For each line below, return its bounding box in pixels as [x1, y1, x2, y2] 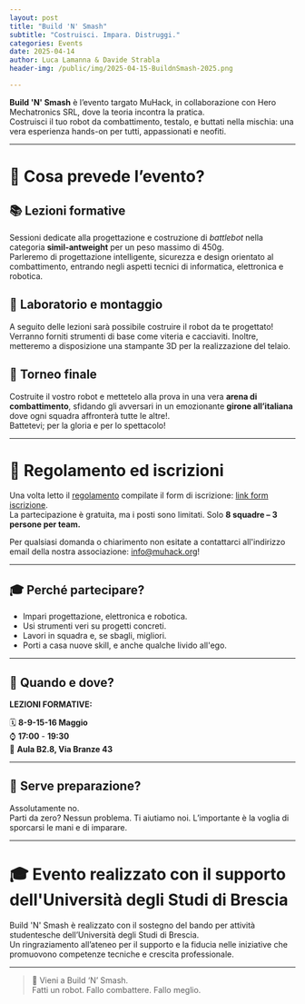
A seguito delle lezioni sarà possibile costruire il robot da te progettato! [9, 321, 274, 332]
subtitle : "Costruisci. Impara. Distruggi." [9, 30, 181, 39]
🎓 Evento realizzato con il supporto [9, 864, 286, 885]
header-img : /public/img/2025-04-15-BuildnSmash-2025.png [9, 65, 233, 74]
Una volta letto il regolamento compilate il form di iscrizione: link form [9, 490, 270, 501]
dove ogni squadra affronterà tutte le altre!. [9, 410, 171, 421]
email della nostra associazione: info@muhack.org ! [9, 546, 201, 557]
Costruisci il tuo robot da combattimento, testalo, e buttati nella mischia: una [9, 115, 294, 127]
